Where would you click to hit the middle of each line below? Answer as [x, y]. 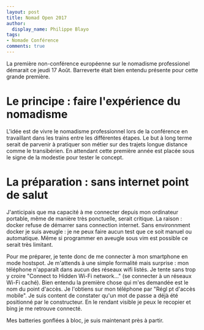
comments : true [26, 47]
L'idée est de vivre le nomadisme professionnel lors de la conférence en [97, 131]
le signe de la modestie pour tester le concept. [65, 157]
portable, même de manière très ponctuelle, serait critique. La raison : [94, 219]
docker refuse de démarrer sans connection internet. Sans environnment [98, 225]
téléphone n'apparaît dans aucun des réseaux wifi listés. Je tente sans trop [101, 269]
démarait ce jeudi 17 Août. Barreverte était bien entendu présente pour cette [102, 70]
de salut [27, 195]
